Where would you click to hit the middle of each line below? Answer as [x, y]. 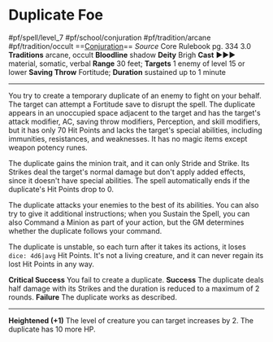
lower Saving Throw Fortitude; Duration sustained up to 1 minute [117, 72]
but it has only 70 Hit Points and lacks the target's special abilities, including [135, 130]
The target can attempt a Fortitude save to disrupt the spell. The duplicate [132, 104]
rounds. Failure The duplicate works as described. [93, 297]
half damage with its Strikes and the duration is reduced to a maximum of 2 [134, 288]
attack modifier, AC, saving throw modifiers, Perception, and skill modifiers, [134, 121]
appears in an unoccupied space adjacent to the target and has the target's [135, 112]
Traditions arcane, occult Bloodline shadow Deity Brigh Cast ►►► [122, 55]
